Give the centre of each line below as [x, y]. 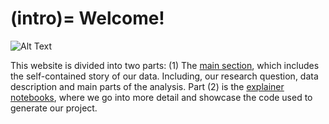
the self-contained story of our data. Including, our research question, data [164, 76]
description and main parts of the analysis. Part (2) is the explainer [147, 86]
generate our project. [54, 108]
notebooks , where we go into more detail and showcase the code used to [161, 97]
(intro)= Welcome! [87, 18]
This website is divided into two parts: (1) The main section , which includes [165, 65]
